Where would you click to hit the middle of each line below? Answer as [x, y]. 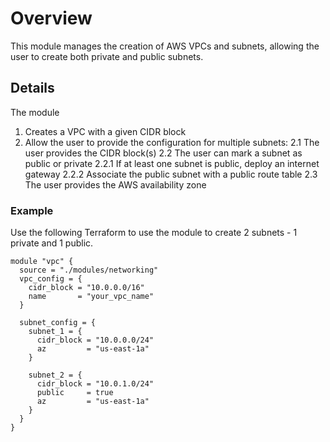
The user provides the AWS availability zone [115, 184]
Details [32, 88]
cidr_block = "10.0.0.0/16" [86, 288]
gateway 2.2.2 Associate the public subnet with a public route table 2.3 [171, 174]
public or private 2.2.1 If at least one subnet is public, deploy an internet [172, 163]
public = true [75, 393]
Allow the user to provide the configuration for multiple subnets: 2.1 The [172, 142]
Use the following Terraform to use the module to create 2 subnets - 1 [154, 233]
